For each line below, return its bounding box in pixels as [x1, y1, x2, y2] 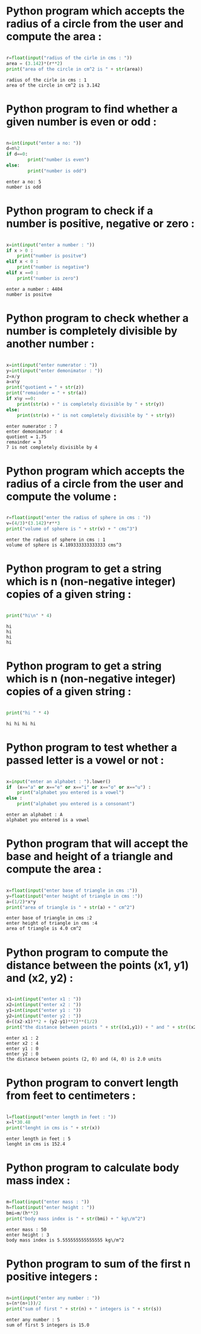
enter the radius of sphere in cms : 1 [6, 537, 106, 543]
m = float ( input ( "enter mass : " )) [6, 1199, 90, 1205]
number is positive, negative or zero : [6, 216, 195, 230]
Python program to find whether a [6, 102, 178, 115]
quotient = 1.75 [6, 434, 47, 440]
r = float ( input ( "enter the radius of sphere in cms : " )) [6, 515, 151, 521]
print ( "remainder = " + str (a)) [6, 390, 87, 396]
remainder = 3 [6, 439, 42, 445]
